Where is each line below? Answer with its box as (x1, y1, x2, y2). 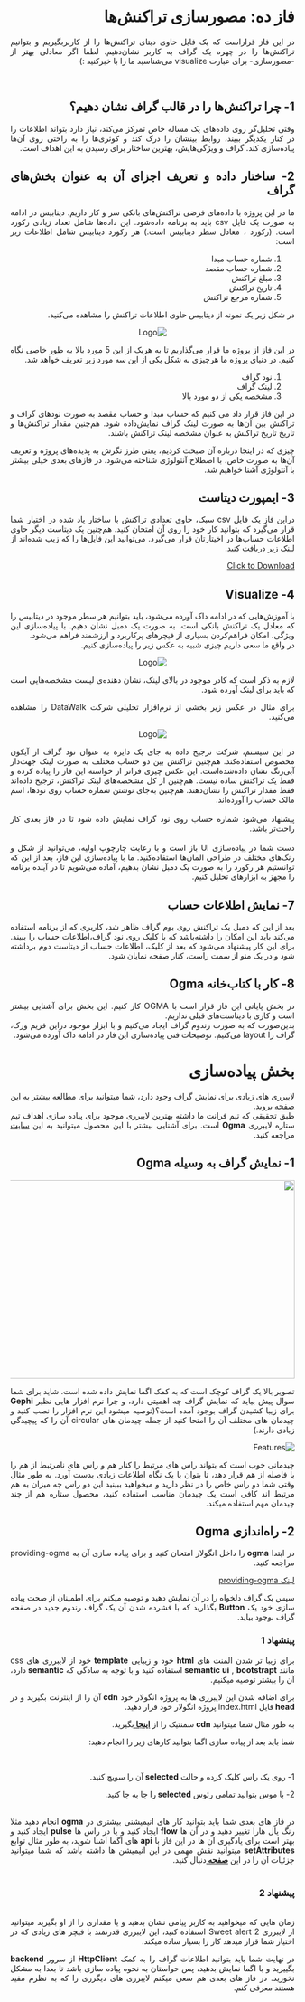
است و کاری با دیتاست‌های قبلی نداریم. (164, 1010, 295, 1021)
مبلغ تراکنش (231, 272, 273, 283)
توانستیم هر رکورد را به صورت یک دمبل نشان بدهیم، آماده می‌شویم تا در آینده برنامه (10, 862, 295, 873)
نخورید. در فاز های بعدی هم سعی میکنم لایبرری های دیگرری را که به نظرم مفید (10, 1972, 295, 1983)
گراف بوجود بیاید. (236, 1611, 295, 1622)
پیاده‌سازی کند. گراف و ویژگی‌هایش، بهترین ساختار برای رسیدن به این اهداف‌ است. (19, 142, 295, 153)
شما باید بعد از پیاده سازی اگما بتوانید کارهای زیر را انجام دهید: (88, 1736, 295, 1747)
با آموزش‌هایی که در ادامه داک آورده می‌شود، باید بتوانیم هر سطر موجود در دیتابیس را (10, 610, 295, 621)
